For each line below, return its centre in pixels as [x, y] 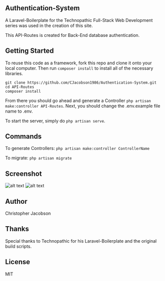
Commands [24, 137]
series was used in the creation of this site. [49, 25]
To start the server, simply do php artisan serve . [55, 121]
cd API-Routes [20, 87]
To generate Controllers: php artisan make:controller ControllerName [78, 148]
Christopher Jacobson [28, 213]
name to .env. [19, 111]
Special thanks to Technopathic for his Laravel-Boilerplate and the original [81, 241]
